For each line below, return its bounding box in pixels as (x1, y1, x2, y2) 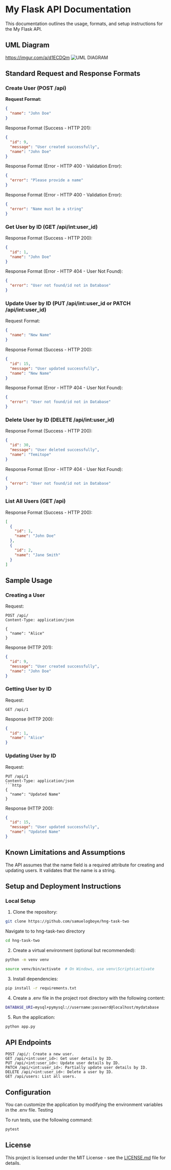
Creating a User (5, 591, 45, 598)
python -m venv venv (5, 957, 50, 963)
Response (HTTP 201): (5, 644, 53, 651)
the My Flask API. (5, 26, 42, 32)
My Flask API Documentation (5, 4, 132, 15)
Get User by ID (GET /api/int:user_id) (5, 223, 98, 230)
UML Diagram (5, 41, 50, 50)
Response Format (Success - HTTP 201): (5, 125, 92, 131)
